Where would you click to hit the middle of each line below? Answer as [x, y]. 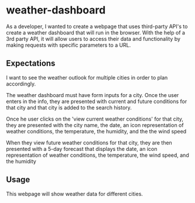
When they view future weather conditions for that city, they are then [89, 142]
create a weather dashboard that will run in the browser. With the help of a [96, 32]
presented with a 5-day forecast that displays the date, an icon [82, 149]
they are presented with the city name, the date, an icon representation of [95, 125]
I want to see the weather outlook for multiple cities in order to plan [87, 77]
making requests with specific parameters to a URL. [69, 45]
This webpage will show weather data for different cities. [75, 194]
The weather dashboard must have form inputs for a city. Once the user [93, 95]
